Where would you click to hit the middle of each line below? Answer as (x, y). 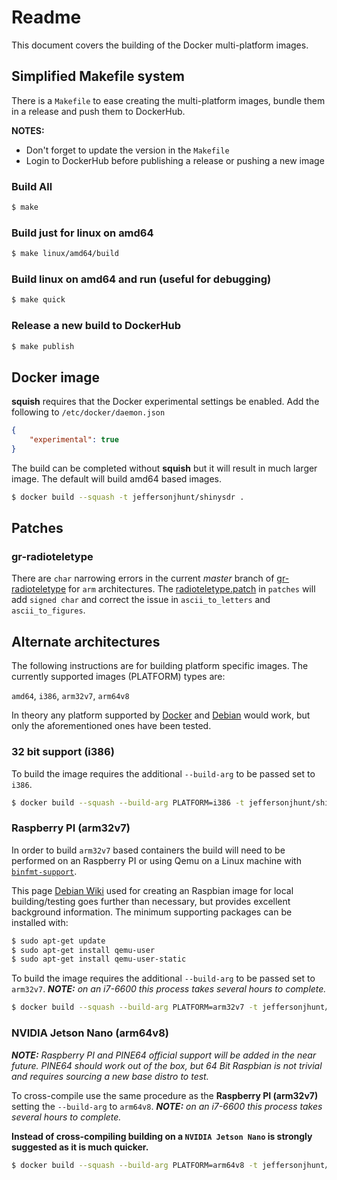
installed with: (40, 922)
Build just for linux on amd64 (82, 233)
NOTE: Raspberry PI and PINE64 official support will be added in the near (164, 1055)
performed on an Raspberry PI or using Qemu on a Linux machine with (156, 860)
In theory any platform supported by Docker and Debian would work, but (161, 715)
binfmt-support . (44, 871)
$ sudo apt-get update (58, 941)
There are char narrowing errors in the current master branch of (143, 578)
